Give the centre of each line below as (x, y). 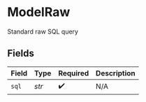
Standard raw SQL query (43, 31)
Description (116, 73)
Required (74, 73)
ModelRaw (39, 12)
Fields (21, 53)
